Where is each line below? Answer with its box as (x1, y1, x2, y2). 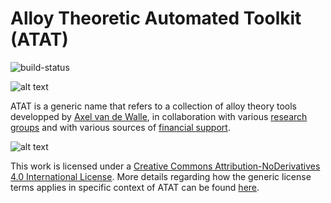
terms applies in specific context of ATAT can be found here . (10, 181, 260, 193)
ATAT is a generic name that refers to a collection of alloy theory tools (10, 100, 297, 112)
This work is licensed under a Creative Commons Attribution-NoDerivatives (10, 160, 321, 172)
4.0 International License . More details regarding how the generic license (10, 170, 312, 182)
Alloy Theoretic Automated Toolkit (10, 7, 302, 30)
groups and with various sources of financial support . (10, 121, 231, 133)
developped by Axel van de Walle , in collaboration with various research (10, 110, 308, 122)
